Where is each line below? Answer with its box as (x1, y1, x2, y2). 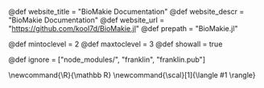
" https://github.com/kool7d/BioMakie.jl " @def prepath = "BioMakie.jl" (8, 24, 239, 33)
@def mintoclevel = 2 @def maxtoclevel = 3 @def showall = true (8, 39, 223, 49)
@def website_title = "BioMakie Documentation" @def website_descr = (8, 7, 245, 16)
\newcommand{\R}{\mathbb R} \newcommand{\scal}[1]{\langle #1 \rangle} (8, 70, 256, 79)
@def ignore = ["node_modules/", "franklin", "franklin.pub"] (8, 55, 205, 64)
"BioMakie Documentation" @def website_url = (8, 15, 165, 25)
